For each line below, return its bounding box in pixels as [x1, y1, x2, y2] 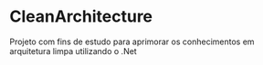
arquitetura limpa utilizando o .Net [9, 45, 137, 56]
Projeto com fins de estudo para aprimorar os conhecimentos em [9, 36, 255, 47]
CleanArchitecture [9, 6, 153, 27]
